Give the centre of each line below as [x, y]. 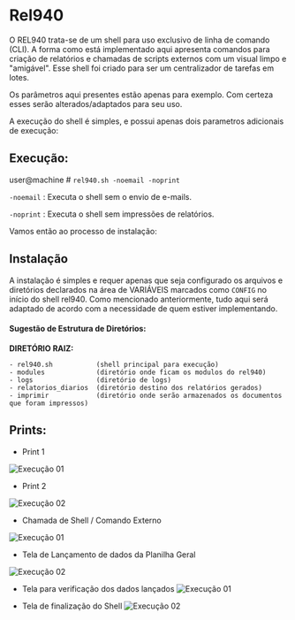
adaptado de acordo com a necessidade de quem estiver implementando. [144, 308]
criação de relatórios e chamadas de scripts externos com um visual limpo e [148, 58]
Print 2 [34, 486]
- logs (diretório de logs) [91, 380]
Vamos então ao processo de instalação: [83, 231]
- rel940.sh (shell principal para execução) [114, 364]
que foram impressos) [49, 403]
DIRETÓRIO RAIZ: [42, 348]
